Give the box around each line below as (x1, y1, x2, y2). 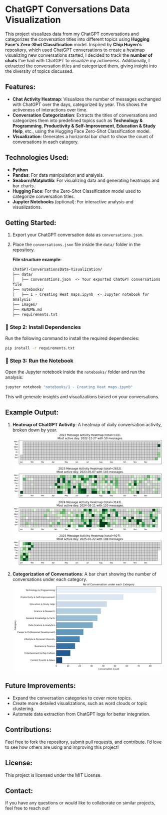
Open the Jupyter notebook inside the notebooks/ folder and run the (5, 369, 145, 375)
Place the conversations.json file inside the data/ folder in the (12, 242, 141, 248)
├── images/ (12, 302, 37, 307)
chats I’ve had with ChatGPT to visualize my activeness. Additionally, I (5, 57, 150, 63)
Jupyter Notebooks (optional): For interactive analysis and (12, 198, 134, 204)
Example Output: (5, 408, 59, 417)
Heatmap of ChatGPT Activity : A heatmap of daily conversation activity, (12, 421, 162, 427)
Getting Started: (5, 218, 56, 227)
